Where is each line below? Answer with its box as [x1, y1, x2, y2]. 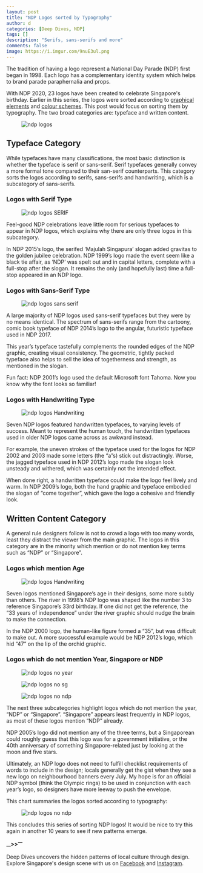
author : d [6, 20, 32, 26]
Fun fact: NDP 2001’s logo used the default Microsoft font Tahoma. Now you [6, 374, 196, 381]
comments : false [6, 43, 47, 49]
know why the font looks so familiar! [6, 380, 97, 388]
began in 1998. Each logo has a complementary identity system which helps [6, 71, 196, 79]
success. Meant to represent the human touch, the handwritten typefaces [6, 427, 190, 435]
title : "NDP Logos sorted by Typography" [6, 15, 113, 21]
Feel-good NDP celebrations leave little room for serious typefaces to [6, 221, 180, 228]
